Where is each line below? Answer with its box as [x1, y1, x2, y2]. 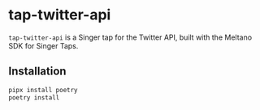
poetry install [8, 93, 60, 102]
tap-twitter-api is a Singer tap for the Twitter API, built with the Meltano [8, 32, 253, 42]
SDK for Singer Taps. [8, 40, 79, 50]
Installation [8, 65, 67, 78]
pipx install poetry [8, 86, 79, 94]
